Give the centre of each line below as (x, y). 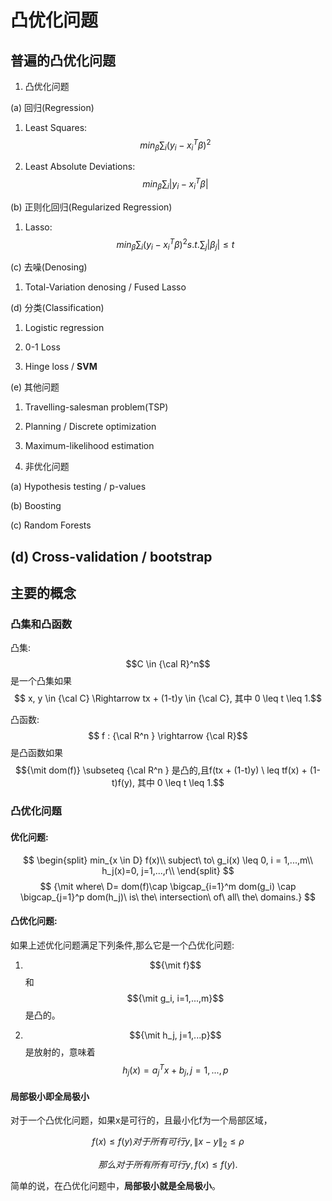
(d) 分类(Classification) (57, 308)
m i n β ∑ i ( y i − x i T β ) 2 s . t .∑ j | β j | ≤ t (175, 244)
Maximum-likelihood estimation (89, 446)
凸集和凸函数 (41, 624)
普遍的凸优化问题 (63, 60)
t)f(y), (123, 783)
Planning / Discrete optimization (90, 427)
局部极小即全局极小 (50, 1096)
